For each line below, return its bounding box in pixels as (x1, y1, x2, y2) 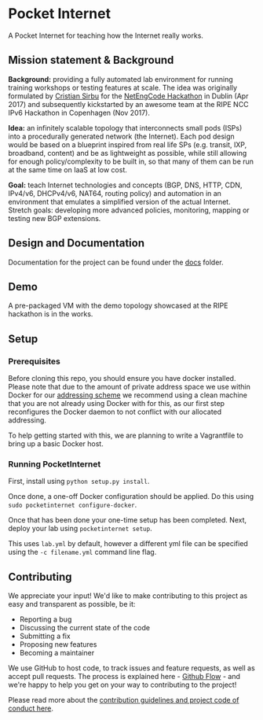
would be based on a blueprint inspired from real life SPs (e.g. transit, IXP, (8, 139, 247, 150)
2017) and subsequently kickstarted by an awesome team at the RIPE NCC (8, 99, 249, 109)
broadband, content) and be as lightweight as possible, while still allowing (8, 148, 247, 157)
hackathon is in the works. (8, 309, 93, 319)
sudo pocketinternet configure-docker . (8, 500, 137, 510)
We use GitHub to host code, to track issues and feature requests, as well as (8, 663, 255, 673)
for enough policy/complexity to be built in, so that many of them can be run (8, 157, 254, 166)
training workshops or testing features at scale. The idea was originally (8, 83, 238, 92)
